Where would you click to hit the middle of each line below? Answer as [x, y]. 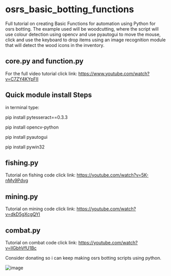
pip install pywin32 [25, 147]
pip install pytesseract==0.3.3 [36, 117]
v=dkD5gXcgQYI [23, 214]
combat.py [23, 230]
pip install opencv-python [32, 127]
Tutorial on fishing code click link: [40, 175]
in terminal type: [22, 107]
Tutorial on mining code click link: [40, 209]
